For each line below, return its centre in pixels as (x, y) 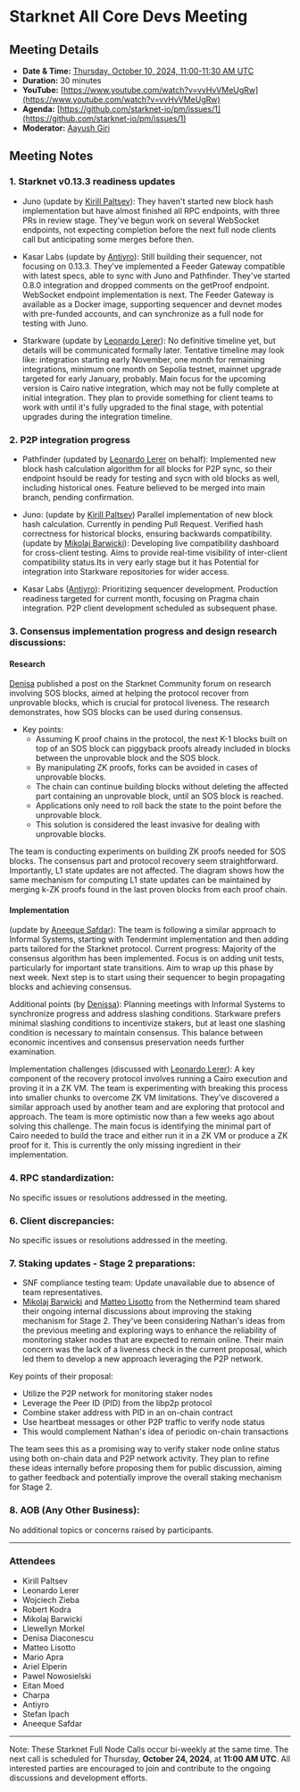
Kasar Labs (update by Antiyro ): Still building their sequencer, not (142, 256)
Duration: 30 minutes (62, 81)
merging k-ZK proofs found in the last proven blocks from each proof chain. (149, 890)
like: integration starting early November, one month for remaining (143, 359)
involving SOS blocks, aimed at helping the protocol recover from (129, 693)
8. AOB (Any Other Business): (75, 1510)
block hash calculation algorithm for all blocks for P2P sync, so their (147, 468)
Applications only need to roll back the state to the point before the (158, 806)
